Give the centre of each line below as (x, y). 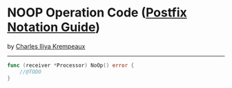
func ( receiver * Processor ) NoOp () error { (71, 65)
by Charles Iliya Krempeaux (46, 46)
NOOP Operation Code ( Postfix (97, 13)
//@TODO (30, 71)
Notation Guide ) (54, 27)
